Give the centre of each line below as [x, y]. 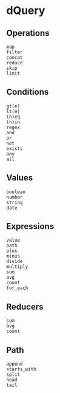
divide [15, 262]
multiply [17, 267]
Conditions [28, 92]
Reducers [25, 306]
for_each [17, 288]
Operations [28, 33]
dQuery [26, 11]
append [15, 364]
